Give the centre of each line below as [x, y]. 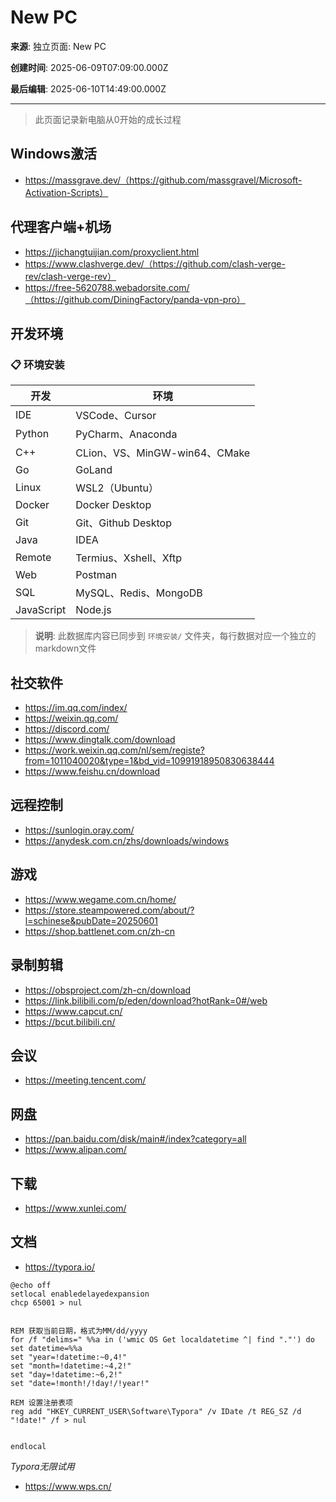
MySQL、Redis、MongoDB [139, 593]
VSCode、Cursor [116, 416]
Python [32, 434]
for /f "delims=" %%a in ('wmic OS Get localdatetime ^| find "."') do [162, 1339]
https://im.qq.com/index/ [76, 708]
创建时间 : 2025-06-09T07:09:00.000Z [89, 67]
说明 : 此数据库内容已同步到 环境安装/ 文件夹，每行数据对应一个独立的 [175, 636]
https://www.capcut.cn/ [73, 1011]
